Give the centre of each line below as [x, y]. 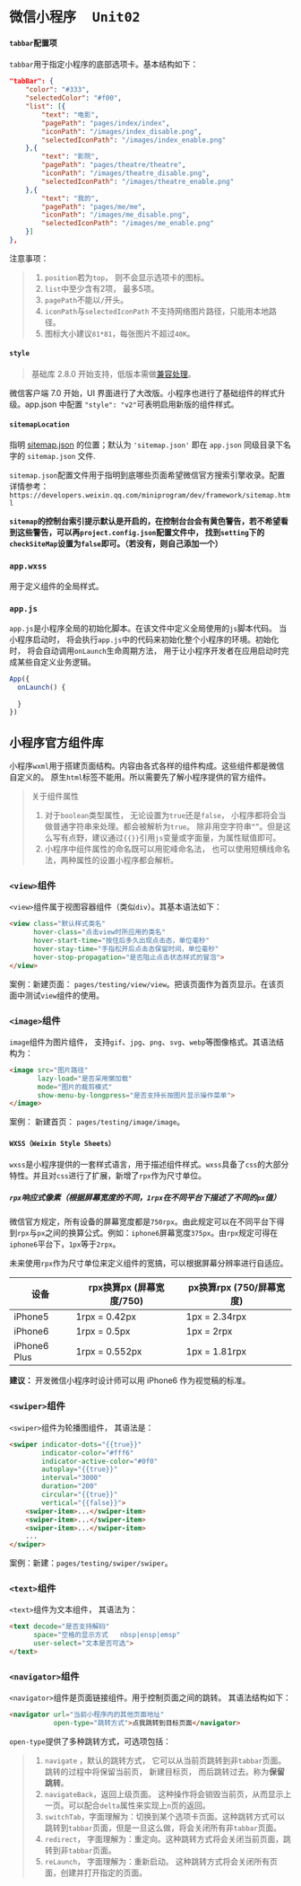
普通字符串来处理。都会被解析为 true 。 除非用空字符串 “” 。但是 [168, 826]
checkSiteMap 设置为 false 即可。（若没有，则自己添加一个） [116, 543]
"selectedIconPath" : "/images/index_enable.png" [134, 140]
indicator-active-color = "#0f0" [100, 1461]
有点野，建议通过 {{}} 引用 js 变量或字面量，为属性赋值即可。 [171, 838]
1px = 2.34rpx [216, 1317]
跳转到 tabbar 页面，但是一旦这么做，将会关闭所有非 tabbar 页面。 [163, 1828]
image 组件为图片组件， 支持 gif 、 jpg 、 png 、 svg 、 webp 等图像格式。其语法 [143, 1042]
